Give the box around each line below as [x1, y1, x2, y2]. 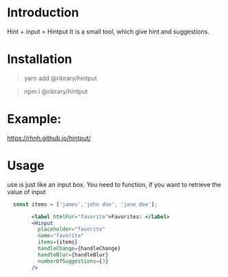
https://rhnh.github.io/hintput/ [7, 133, 91, 142]
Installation [7, 51, 73, 67]
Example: [7, 111, 62, 127]
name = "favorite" [37, 233, 84, 239]
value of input [7, 187, 47, 196]
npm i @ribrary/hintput [23, 87, 88, 95]
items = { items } [37, 239, 78, 246]
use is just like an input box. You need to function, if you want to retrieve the [7, 180, 221, 189]
